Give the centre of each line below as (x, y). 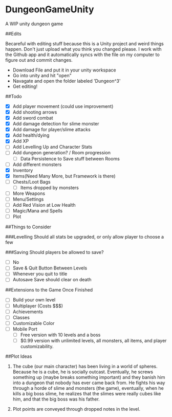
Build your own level (34, 300)
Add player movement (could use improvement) (63, 106)
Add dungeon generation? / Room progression (62, 153)
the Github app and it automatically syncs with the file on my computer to (82, 55)
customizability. (37, 346)
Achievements (28, 312)
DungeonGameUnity (50, 10)
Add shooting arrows (35, 112)
